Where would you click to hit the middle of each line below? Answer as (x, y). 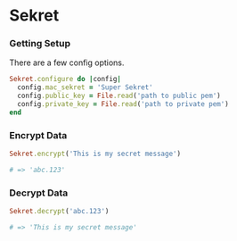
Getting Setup (40, 44)
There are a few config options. (67, 62)
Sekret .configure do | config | (65, 79)
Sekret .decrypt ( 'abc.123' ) (59, 212)
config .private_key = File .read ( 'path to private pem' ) (123, 104)
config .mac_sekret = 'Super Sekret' (85, 87)
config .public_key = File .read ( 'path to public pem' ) (119, 96)
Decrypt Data (39, 193)
